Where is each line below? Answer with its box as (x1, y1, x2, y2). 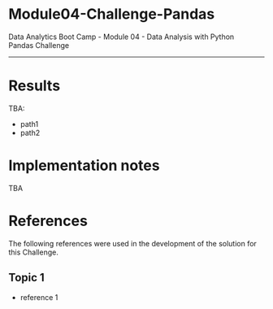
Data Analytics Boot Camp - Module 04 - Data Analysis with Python (8, 32, 235, 41)
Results (8, 76, 61, 95)
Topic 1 (8, 271, 45, 285)
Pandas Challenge (8, 40, 70, 50)
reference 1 (19, 292, 58, 302)
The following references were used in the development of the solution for (8, 238, 258, 248)
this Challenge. (8, 247, 58, 257)
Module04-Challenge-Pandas (8, 5, 215, 24)
